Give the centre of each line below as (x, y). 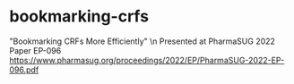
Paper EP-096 (35, 50)
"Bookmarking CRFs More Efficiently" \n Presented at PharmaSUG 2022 (143, 41)
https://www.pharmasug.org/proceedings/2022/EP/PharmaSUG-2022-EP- (147, 60)
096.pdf (24, 70)
